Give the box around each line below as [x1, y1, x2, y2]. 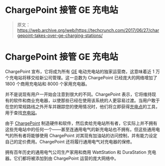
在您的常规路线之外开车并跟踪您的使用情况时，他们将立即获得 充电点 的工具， [5, 103, 160, 109]
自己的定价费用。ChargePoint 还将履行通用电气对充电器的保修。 [5, 138, 135, 144]
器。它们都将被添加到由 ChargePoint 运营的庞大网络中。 [5, 155, 119, 161]
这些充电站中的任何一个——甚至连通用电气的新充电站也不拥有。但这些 [5, 126, 147, 132]
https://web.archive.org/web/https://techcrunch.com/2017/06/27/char [17, 27, 160, 33]
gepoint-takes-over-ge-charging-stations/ [17, 33, 103, 38]
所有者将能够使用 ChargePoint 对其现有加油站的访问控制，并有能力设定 [13, 133, 158, 138]
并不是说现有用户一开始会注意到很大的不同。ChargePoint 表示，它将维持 [5, 91, 152, 97]
